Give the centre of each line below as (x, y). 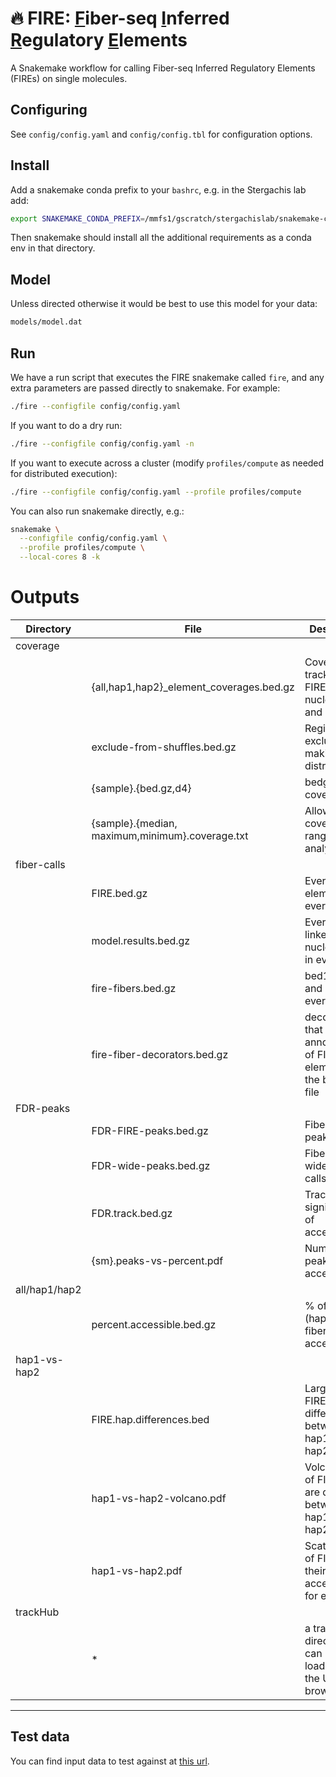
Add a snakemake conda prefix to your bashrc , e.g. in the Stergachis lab (158, 189)
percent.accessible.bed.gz (154, 1324)
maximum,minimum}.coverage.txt (170, 835)
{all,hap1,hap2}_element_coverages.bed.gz (193, 687)
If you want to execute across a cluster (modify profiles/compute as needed (167, 463)
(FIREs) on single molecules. (69, 78)
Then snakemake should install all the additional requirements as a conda (161, 238)
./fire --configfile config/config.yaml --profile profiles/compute (156, 492)
